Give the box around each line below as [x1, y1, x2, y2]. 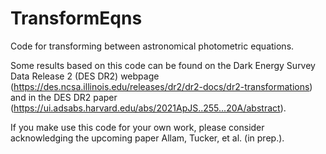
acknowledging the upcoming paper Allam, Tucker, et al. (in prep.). [10, 132, 285, 144]
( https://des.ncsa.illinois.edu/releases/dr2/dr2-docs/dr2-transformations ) [10, 80, 313, 92]
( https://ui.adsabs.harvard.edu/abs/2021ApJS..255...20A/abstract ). [10, 102, 287, 114]
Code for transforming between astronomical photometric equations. [10, 40, 295, 52]
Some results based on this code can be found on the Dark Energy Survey [10, 59, 316, 71]
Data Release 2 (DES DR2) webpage [10, 70, 160, 82]
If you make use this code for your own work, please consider [10, 121, 265, 133]
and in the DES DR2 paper [10, 91, 118, 103]
